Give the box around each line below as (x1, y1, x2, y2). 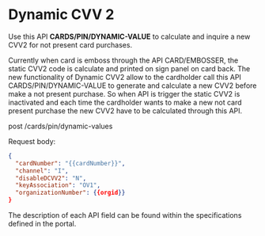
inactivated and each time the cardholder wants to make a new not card (8, 97, 243, 107)
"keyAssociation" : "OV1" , (15, 181, 101, 189)
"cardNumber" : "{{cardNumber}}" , (15, 159, 126, 167)
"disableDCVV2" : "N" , (15, 174, 87, 182)
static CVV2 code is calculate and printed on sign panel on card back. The (8, 63, 251, 73)
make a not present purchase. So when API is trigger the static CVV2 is (8, 89, 240, 98)
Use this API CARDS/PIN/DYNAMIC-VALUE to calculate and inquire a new (8, 32, 251, 41)
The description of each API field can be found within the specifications (8, 211, 242, 220)
